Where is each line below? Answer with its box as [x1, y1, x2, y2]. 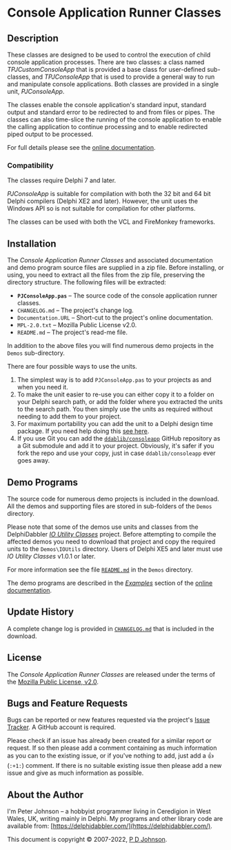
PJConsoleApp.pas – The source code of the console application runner [17, 291, 218, 300]
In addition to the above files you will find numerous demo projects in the [7, 342, 214, 350]
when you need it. [17, 383, 69, 392]
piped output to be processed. [7, 130, 93, 138]
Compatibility [7, 160, 54, 170]
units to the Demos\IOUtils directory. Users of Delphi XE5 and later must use [7, 544, 223, 553]
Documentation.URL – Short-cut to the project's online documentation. [17, 313, 214, 322]
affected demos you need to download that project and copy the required [7, 537, 216, 545]
